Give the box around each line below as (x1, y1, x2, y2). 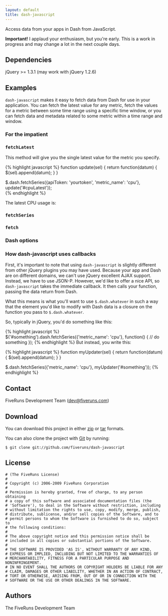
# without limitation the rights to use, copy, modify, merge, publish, (5, 507, 161, 512)
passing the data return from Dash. (5, 289, 78, 295)
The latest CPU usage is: (5, 200, 56, 206)
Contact (5, 384, 31, 393)
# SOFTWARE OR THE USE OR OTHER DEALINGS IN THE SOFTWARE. (5, 578, 132, 583)
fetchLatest (5, 144, 35, 150)
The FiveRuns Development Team (5, 605, 75, 611)
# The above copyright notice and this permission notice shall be (5, 533, 150, 539)
